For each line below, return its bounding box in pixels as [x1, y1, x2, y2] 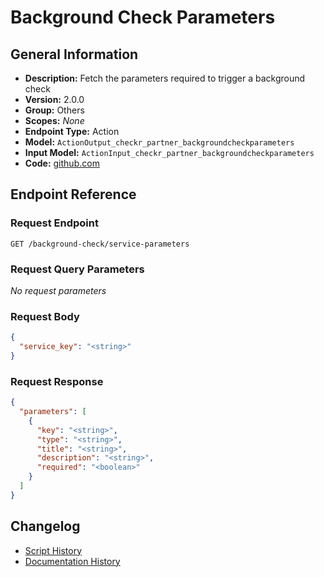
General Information [10, 46, 139, 63]
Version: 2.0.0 [24, 94, 85, 105]
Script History [24, 544, 83, 556]
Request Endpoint [10, 216, 99, 230]
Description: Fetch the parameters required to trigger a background [24, 72, 306, 84]
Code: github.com [24, 157, 100, 169]
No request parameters [10, 284, 107, 296]
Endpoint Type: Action [24, 126, 120, 137]
